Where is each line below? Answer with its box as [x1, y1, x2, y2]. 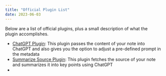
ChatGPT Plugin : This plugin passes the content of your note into [12, 40, 145, 46]
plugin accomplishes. [5, 31, 49, 37]
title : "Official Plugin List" [5, 7, 70, 12]
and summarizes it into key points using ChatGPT [12, 62, 113, 68]
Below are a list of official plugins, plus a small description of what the [5, 25, 148, 31]
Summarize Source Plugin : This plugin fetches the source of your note [12, 56, 156, 62]
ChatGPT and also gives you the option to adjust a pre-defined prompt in [12, 46, 161, 52]
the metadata [12, 51, 40, 57]
